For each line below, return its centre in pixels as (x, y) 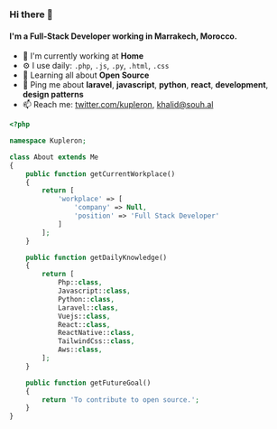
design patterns (53, 95)
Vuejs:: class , (84, 316)
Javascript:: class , (94, 291)
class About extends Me (54, 157)
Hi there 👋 (32, 14)
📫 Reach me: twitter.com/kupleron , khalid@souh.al (118, 105)
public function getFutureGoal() (88, 383)
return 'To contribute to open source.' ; (121, 400)
